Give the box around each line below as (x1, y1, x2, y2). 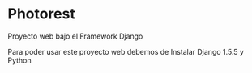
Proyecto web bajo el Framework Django (7, 31, 143, 41)
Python (7, 55, 32, 65)
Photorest (7, 5, 76, 23)
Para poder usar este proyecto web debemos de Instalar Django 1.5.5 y (7, 47, 245, 56)
